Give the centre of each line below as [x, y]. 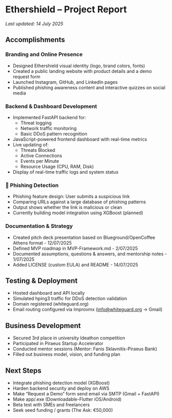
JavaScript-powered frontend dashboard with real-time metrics [80, 139]
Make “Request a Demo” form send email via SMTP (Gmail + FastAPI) [86, 393]
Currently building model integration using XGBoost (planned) [78, 213]
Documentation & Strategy [39, 226]
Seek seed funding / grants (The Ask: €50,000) [63, 410]
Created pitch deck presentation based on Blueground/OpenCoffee [84, 237]
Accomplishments [35, 40]
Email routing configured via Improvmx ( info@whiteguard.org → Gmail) [88, 310]
